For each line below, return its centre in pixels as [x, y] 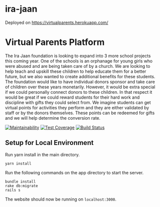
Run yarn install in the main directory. [42, 154]
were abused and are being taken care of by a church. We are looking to [78, 66]
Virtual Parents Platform [55, 42]
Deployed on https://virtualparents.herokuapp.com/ [57, 22]
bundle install [20, 182]
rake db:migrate [21, 186]
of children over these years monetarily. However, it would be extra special [80, 87]
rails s [13, 190]
